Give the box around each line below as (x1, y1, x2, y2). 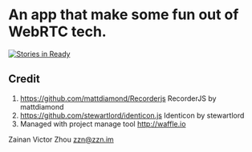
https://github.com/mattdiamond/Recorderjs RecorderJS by (19, 94, 217, 103)
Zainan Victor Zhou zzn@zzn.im (8, 134, 114, 144)
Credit (8, 72, 40, 86)
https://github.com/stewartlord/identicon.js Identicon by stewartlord (19, 110, 245, 120)
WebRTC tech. (8, 22, 107, 41)
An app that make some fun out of (8, 6, 239, 24)
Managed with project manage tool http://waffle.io (19, 118, 186, 129)
